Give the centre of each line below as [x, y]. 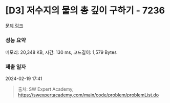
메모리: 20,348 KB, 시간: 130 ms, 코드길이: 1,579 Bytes [61, 52]
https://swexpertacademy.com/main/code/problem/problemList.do [88, 95]
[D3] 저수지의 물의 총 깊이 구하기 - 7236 [85, 11]
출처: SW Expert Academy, [46, 89]
